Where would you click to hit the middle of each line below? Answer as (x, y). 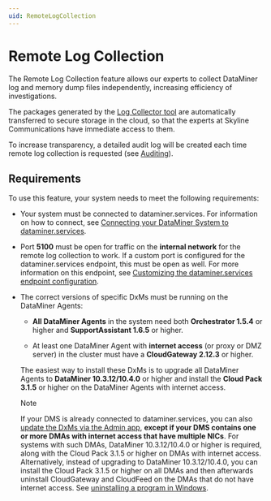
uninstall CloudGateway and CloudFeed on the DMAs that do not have (137, 479)
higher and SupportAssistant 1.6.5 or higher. (108, 330)
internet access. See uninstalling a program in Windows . (114, 488)
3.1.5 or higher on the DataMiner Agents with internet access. (123, 387)
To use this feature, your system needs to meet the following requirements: (134, 198)
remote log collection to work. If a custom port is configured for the (133, 256)
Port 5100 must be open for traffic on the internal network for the (130, 247)
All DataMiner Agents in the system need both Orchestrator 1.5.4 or (147, 322)
